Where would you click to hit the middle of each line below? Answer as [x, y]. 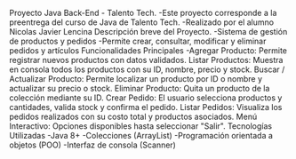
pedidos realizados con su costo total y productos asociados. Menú [133, 116]
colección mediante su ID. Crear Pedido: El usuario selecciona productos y [146, 98]
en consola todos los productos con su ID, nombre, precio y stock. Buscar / [147, 69]
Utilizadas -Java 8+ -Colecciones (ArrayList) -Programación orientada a [141, 135]
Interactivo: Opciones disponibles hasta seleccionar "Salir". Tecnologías [141, 126]
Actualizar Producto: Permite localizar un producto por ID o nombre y [136, 79]
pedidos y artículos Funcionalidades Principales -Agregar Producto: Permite [148, 51]
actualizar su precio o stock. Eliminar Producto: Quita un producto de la [140, 88]
